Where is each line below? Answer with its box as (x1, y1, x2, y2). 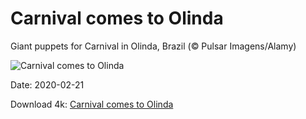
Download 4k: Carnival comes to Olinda (10, 98, 174, 110)
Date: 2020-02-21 (10, 78, 85, 91)
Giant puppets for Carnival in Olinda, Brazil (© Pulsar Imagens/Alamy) (10, 40, 297, 52)
